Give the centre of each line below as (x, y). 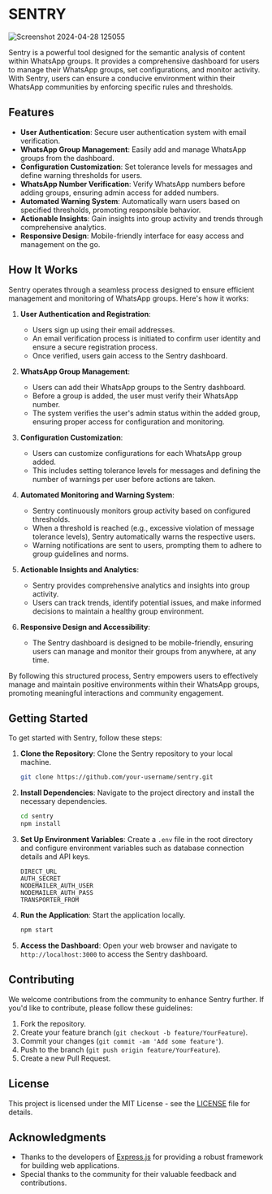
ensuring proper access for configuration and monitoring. (128, 421)
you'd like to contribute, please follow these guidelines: (101, 1008)
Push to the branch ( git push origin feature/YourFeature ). (120, 1049)
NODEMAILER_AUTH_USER (56, 886)
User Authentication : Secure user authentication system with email (133, 132)
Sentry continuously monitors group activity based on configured (141, 510)
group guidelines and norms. (80, 554)
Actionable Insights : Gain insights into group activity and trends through (142, 218)
